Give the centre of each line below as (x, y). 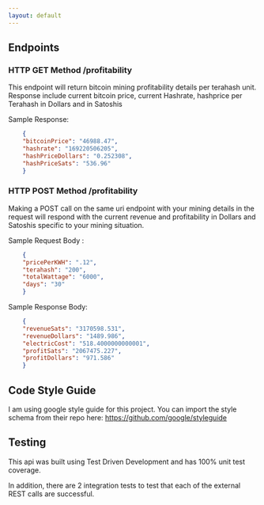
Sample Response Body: (48, 307)
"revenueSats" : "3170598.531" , (74, 328)
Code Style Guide (52, 390)
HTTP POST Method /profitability (73, 191)
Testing (27, 443)
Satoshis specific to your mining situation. (76, 225)
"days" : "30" (44, 285)
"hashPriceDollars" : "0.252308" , (77, 156)
